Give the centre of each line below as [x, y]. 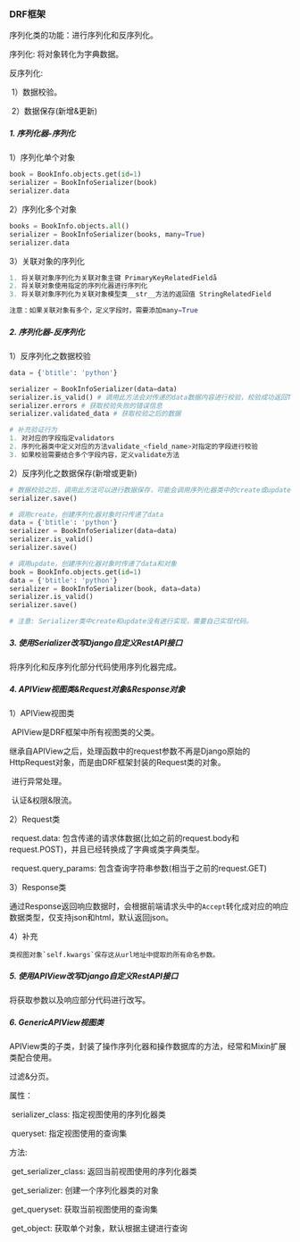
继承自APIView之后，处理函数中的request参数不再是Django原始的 [130, 751]
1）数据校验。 [37, 92]
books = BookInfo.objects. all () [69, 226]
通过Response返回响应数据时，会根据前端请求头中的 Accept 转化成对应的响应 [149, 906]
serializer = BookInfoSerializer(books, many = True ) [107, 234]
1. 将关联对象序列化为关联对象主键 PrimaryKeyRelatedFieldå [113, 278]
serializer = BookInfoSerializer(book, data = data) [105, 588]
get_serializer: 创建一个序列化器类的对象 [85, 1190]
